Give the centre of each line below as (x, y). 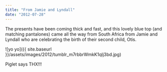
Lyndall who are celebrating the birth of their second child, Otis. (71, 39)
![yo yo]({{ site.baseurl (28, 49)
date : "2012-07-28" (26, 14)
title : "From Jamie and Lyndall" (40, 10)
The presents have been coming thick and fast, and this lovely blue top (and (83, 28)
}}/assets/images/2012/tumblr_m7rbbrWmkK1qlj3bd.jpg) (63, 54)
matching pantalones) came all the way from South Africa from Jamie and (81, 34)
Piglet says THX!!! (24, 64)
